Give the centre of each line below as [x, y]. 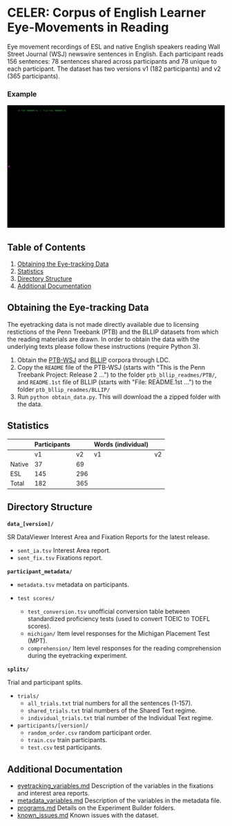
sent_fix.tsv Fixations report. [60, 558]
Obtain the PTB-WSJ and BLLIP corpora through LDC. [94, 360]
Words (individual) [121, 445]
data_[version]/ [30, 524]
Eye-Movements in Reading [88, 27]
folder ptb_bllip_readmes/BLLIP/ [64, 389]
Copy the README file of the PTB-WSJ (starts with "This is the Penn [111, 367]
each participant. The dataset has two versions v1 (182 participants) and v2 [114, 69]
